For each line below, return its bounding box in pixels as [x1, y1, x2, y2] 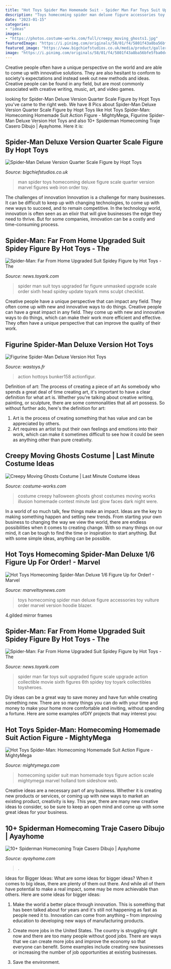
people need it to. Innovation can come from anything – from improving [12, 912, 162, 918]
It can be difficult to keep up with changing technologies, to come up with [5, 200, 160, 206]
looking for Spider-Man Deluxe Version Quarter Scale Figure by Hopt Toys [5, 95, 160, 102]
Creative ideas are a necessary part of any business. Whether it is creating [5, 787, 162, 794]
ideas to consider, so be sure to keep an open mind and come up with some [5, 804, 164, 810]
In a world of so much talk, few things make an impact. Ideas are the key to [5, 508, 162, 514]
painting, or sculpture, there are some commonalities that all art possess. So [5, 399, 165, 406]
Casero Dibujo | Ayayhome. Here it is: [5, 123, 84, 129]
